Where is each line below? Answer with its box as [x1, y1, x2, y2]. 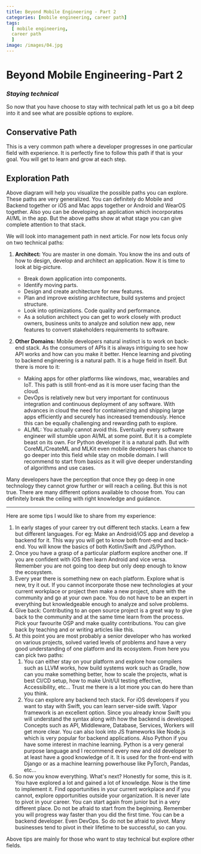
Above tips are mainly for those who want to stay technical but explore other [6, 835, 194, 843]
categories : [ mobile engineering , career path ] [6, 14, 127, 20]
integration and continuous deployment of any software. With [23, 400, 175, 407]
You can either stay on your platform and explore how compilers [23, 658, 182, 665]
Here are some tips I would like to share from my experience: [6, 512, 157, 519]
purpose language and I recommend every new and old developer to [23, 747, 193, 754]
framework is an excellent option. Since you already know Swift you [23, 709, 191, 716]
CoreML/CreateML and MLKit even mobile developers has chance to [23, 445, 193, 452]
